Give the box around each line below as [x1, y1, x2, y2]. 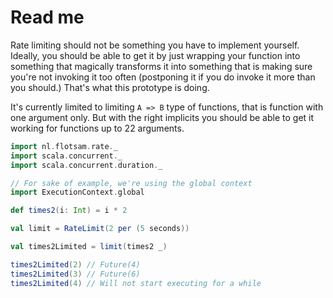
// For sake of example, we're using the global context [10, 178, 253, 188]
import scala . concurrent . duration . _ [10, 160, 163, 170]
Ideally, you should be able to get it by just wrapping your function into [10, 49, 301, 61]
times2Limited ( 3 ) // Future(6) [10, 269, 141, 279]
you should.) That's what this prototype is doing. [10, 81, 210, 93]
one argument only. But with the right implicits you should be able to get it [10, 111, 315, 123]
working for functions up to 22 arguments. [10, 122, 185, 134]
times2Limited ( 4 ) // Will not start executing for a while [10, 278, 262, 288]
